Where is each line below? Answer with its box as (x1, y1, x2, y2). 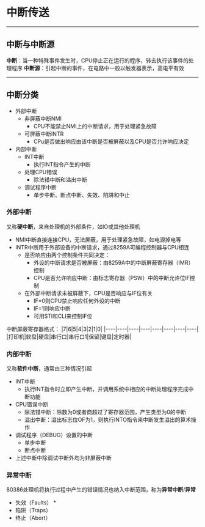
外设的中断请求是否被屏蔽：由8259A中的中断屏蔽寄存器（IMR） (33, 259, 194, 266)
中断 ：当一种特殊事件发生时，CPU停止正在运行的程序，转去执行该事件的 (6, 56, 189, 64)
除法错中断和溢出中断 (33, 175, 87, 183)
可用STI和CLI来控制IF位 (33, 312, 93, 320)
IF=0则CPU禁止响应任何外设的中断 (33, 297, 121, 304)
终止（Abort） (15, 514, 51, 521)
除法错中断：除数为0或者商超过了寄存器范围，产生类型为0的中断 (24, 408, 187, 416)
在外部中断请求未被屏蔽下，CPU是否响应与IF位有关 (24, 289, 153, 297)
